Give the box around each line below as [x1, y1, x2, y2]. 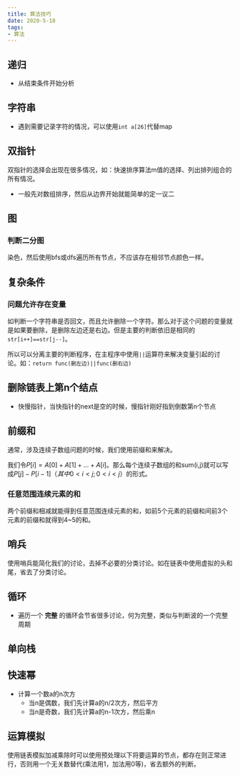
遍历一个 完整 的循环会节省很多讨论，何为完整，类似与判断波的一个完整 [17, 611, 229, 619]
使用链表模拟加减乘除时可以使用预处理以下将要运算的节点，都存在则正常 [7, 751, 220, 759]
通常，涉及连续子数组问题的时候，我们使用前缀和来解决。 [7, 445, 176, 454]
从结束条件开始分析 [17, 79, 75, 88]
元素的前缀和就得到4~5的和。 [7, 515, 95, 524]
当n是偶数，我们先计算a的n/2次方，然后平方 [28, 698, 159, 707]
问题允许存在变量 [7, 299, 66, 309]
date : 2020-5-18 [7, 17, 56, 24]
